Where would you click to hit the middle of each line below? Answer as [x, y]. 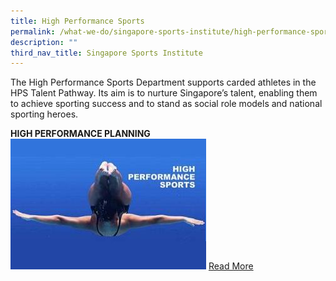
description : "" [44, 42]
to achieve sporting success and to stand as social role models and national [166, 104]
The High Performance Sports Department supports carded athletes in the [163, 82]
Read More [231, 266]
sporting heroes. [44, 114]
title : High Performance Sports [77, 21]
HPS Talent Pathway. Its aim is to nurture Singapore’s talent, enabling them [164, 93]
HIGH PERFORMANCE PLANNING [80, 134]
